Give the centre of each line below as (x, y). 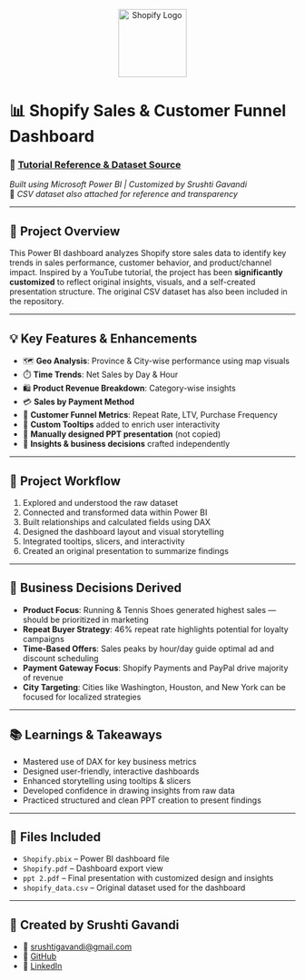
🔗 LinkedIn (42, 966)
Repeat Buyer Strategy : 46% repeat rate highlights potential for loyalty (155, 629)
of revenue (43, 678)
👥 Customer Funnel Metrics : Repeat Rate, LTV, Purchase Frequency (150, 415)
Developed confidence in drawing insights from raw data (129, 790)
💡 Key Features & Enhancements (103, 338)
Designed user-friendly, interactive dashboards (111, 771)
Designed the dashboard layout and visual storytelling (123, 531)
